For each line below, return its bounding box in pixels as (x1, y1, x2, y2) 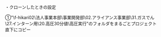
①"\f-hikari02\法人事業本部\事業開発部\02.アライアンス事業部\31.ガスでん (5, 15, 155, 20)
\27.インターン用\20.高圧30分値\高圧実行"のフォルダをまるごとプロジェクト (5, 21, 157, 26)
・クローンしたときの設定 (5, 4, 56, 10)
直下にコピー (5, 27, 31, 33)
